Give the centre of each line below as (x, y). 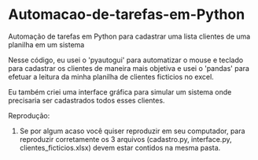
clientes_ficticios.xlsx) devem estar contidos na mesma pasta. (120, 147)
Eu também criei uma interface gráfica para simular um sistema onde (120, 91)
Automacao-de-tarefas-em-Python (127, 15)
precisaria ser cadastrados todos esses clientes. (87, 100)
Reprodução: (29, 115)
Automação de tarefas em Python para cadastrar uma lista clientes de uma (129, 36)
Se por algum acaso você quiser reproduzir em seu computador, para (132, 131)
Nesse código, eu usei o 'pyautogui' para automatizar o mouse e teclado (126, 60)
